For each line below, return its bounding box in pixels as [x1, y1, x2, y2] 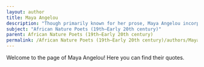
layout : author [6, 9, 45, 15]
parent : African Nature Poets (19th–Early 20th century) [6, 32, 154, 38]
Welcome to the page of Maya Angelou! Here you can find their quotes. [6, 54, 185, 61]
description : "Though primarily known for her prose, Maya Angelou [6, 20, 181, 26]
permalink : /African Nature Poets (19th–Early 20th [6, 37, 140, 43]
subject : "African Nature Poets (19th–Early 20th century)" [6, 26, 162, 32]
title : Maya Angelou [6, 15, 59, 21]
